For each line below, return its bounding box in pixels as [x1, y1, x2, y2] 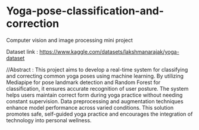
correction [6, 17, 60, 30]
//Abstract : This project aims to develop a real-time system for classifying [6, 66, 188, 73]
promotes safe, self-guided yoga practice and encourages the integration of [6, 110, 193, 117]
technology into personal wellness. [6, 116, 92, 123]
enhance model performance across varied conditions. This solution [6, 104, 174, 111]
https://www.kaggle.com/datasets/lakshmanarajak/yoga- [39, 48, 180, 55]
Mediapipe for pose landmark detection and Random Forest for [6, 79, 161, 86]
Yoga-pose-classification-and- [6, 4, 164, 18]
